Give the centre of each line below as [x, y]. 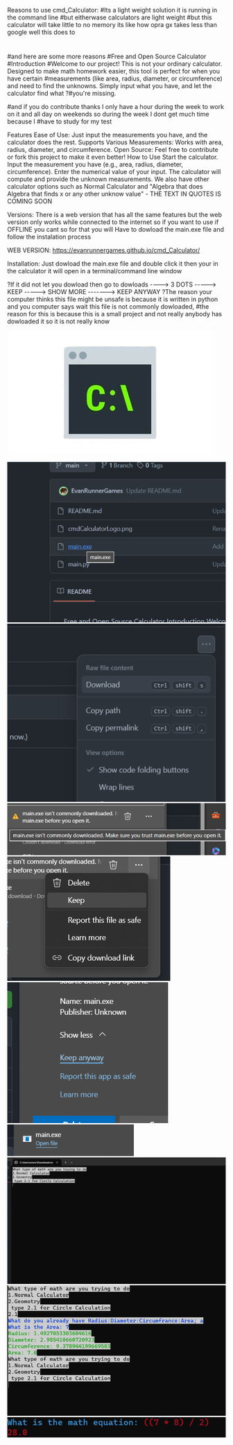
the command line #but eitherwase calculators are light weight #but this [110, 17]
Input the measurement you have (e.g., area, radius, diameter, [95, 164]
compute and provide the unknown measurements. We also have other [108, 179]
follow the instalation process [49, 237]
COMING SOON [30, 201]
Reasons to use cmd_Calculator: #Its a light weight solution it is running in [112, 10]
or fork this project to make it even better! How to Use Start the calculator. [113, 157]
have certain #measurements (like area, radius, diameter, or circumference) [115, 78]
